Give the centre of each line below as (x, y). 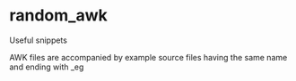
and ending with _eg (47, 67)
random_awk (58, 16)
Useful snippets (38, 40)
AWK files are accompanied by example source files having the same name (148, 57)
